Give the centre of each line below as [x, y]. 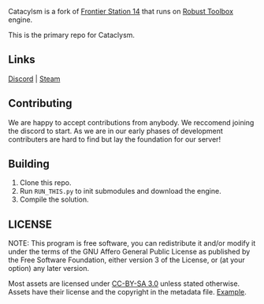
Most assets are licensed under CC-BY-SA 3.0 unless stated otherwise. [124, 284]
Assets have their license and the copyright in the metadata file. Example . [127, 292]
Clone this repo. [45, 183]
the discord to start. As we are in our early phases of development [115, 131]
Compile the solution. [54, 199]
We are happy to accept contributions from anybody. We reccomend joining [131, 122]
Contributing [40, 104]
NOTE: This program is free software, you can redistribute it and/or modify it [132, 243]
